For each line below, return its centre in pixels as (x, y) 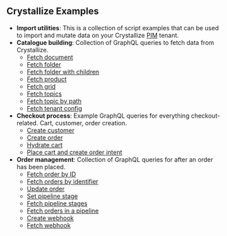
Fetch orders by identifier (63, 181)
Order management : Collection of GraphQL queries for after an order (115, 159)
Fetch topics (44, 94)
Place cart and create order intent (74, 152)
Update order (45, 189)
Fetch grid (41, 86)
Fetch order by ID (51, 174)
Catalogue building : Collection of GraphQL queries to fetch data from (115, 42)
